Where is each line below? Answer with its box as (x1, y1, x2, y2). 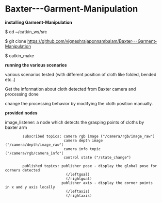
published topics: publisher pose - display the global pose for (22, 163, 158, 168)
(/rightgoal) (65, 176, 92, 181)
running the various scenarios (5, 62, 67, 68)
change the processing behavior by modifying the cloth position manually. (5, 100, 153, 106)
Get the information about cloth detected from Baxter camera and (5, 86, 136, 92)
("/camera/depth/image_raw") (5, 142, 64, 147)
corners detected (5, 168, 40, 172)
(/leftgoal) (65, 172, 90, 177)
